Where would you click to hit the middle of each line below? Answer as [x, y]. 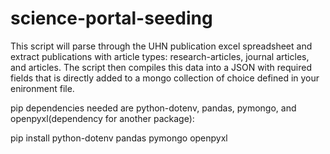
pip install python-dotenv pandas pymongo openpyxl [119, 138]
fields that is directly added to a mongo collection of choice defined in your [165, 78]
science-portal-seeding [111, 18]
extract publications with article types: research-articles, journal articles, [160, 56]
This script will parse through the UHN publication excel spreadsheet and [161, 46]
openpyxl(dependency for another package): [102, 118]
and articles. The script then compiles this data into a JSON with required [161, 67]
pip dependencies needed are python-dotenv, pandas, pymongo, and [153, 108]
